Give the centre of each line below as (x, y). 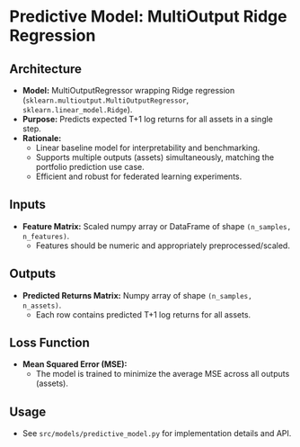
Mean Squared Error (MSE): (75, 364)
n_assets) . (42, 305)
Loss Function (49, 343)
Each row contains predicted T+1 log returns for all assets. (143, 314)
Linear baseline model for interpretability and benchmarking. (148, 148)
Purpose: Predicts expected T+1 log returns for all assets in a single (148, 119)
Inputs (28, 205)
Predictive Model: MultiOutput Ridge (148, 17)
